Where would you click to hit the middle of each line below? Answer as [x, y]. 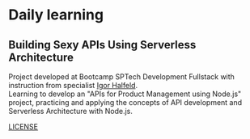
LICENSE [23, 126]
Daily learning [56, 15]
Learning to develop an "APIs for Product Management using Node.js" [125, 94]
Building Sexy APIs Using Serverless [102, 45]
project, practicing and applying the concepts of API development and [125, 102]
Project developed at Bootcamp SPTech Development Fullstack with [121, 77]
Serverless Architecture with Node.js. [71, 111]
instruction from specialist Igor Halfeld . [73, 85]
